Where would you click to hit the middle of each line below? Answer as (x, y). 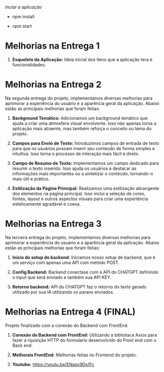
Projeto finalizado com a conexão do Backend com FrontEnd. (67, 325)
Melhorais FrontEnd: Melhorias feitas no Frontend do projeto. (75, 355)
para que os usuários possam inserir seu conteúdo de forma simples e (83, 148)
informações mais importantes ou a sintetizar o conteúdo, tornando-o (82, 173)
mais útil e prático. (31, 179)
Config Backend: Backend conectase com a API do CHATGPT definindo (85, 272)
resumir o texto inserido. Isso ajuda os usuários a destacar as (74, 168)
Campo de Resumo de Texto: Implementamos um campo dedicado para (85, 163)
